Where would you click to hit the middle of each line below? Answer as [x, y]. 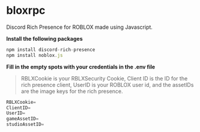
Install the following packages [44, 38]
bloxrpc [26, 10]
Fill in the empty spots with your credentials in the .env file [81, 67]
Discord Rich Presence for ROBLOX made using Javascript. [80, 27]
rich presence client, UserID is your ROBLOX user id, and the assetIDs [107, 85]
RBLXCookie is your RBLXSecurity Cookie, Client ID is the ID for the [104, 78]
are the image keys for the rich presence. [72, 91]
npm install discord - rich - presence [51, 49]
